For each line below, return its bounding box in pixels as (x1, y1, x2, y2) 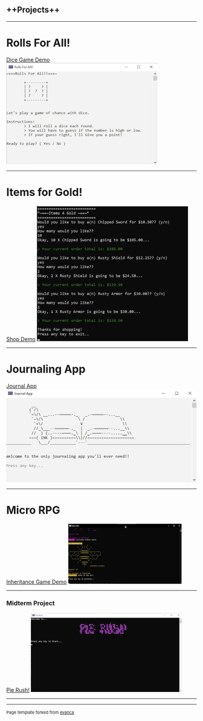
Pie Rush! (6, 687, 30, 693)
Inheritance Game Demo (6, 578, 67, 586)
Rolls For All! (6, 36, 71, 50)
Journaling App (6, 362, 86, 376)
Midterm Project (6, 599, 56, 607)
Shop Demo (6, 335, 36, 342)
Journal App (6, 382, 37, 390)
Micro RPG (6, 503, 60, 517)
